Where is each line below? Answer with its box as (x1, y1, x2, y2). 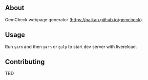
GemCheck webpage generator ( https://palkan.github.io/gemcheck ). (5, 16, 143, 22)
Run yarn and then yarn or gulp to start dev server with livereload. (5, 44, 137, 49)
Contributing (5, 58, 45, 66)
